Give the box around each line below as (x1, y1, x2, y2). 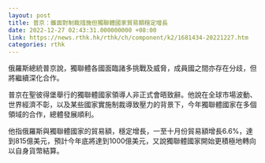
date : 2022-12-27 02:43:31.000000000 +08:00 (8, 26, 157, 34)
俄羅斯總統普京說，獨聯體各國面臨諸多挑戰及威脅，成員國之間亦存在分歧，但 (8, 64, 257, 73)
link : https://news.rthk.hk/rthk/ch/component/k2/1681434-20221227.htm (8, 33, 248, 42)
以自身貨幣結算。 (8, 146, 64, 156)
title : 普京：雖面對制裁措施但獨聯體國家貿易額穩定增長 (8, 19, 168, 27)
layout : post (8, 11, 51, 20)
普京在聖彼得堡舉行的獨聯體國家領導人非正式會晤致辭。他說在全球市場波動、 (8, 90, 257, 99)
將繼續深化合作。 (8, 73, 64, 83)
